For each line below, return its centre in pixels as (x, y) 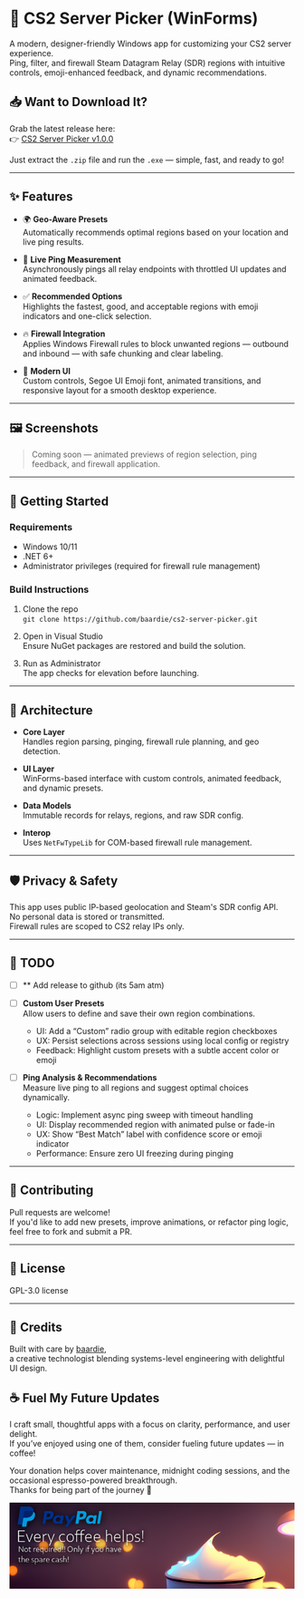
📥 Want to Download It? (78, 102)
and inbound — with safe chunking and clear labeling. (123, 353)
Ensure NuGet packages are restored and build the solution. (134, 646)
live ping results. (53, 242)
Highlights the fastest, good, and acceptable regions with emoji (140, 306)
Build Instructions (49, 589)
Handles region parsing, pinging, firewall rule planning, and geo (141, 741)
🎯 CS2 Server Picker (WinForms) (134, 19)
